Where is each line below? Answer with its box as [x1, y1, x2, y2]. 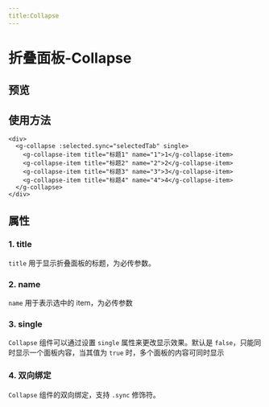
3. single [8, 319, 43, 330]
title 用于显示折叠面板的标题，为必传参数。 [8, 258, 155, 268]
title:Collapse [8, 11, 60, 20]
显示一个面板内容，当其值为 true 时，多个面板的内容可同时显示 [14, 347, 225, 358]
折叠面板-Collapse [8, 49, 132, 67]
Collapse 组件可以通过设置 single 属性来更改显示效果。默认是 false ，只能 [8, 338, 255, 347]
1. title [8, 239, 32, 250]
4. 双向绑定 [8, 370, 52, 381]
